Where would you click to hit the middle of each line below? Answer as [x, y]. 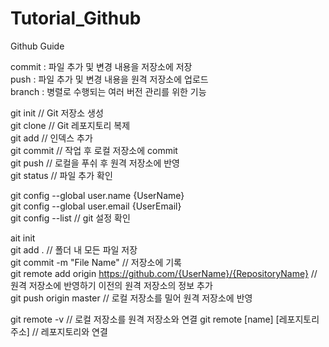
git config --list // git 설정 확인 [70, 218]
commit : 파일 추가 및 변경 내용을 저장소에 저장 [101, 66]
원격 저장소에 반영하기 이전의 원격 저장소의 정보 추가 [111, 285]
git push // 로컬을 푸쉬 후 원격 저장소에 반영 [95, 163]
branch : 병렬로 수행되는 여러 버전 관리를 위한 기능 [108, 91]
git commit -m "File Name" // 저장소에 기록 [96, 262]
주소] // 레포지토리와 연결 [59, 331]
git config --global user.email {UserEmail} [96, 206]
